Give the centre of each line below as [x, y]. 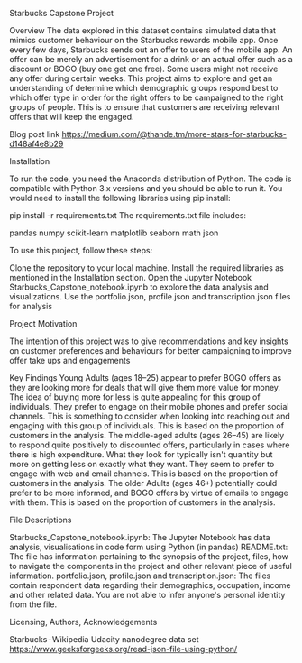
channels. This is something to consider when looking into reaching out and [150, 416]
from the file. [33, 604]
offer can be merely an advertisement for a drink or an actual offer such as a [151, 59]
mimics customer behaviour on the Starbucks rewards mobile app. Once [144, 40]
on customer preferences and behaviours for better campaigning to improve [151, 350]
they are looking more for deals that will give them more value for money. [145, 387]
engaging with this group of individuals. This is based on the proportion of [147, 426]
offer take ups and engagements [70, 360]
